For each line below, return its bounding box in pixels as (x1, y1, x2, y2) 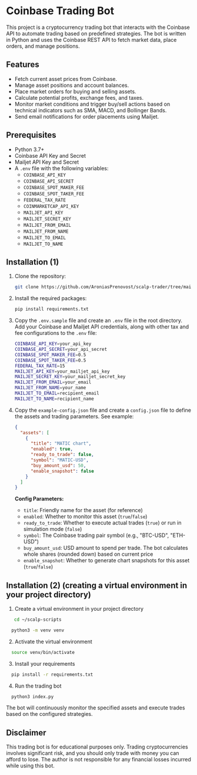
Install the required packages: (14, 295, 87, 302)
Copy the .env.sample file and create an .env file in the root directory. (14, 317, 183, 324)
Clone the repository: (14, 273, 66, 280)
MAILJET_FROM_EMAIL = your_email (14, 379, 92, 385)
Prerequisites (6, 130, 56, 140)
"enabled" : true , (30, 446, 74, 452)
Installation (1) (6, 257, 59, 267)
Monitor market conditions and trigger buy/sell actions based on (14, 100, 171, 108)
